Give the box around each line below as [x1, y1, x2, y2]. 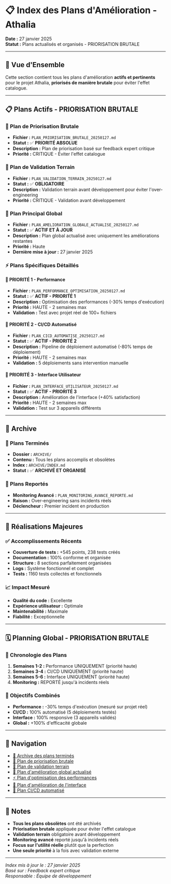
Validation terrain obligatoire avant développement [12, 831, 121, 838]
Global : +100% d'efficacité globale [12, 720, 88, 726]
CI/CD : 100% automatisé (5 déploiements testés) [12, 709, 117, 715]
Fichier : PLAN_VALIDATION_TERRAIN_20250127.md [12, 175, 112, 181]
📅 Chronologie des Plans [5, 651, 67, 659]
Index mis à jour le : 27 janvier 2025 [5, 862, 80, 868]
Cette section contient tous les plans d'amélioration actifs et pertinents [5, 74, 156, 80]
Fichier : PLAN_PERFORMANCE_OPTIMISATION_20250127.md [12, 288, 126, 294]
